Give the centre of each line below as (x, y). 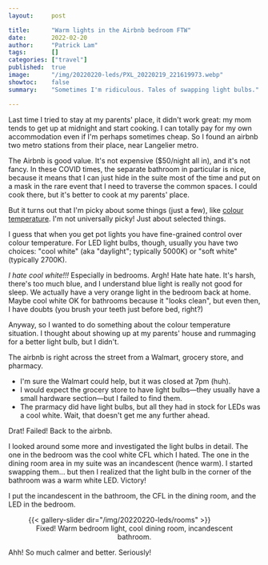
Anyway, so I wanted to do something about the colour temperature (120, 324)
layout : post (37, 16)
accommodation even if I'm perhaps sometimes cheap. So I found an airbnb (133, 136)
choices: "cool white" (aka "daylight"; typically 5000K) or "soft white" (123, 251)
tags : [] (34, 53)
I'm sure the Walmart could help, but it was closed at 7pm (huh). (125, 381)
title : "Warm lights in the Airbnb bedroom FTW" (100, 30)
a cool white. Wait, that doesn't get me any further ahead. (115, 415)
